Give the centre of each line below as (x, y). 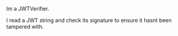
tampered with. (25, 27)
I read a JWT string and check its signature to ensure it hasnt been (89, 20)
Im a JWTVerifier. (28, 9)
